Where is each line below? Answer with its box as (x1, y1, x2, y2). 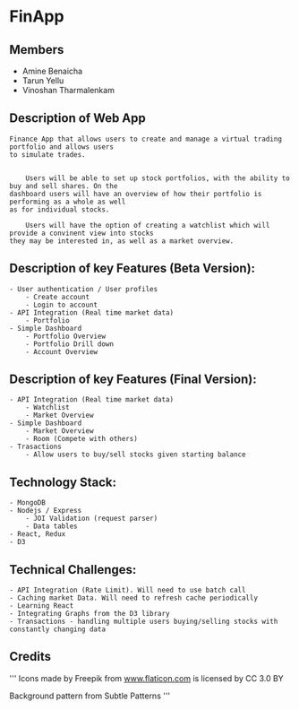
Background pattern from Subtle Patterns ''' (9, 690, 171, 701)
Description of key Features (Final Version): (9, 372, 257, 387)
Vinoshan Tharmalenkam (21, 85, 115, 95)
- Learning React (9, 602, 74, 610)
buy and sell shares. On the (9, 181, 118, 190)
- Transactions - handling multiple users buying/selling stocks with (9, 617, 278, 627)
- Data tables (25, 522, 78, 531)
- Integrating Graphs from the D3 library (9, 610, 170, 619)
